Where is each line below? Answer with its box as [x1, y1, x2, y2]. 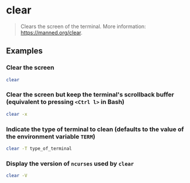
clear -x [6, 111, 28, 117]
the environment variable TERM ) [6, 132, 96, 140]
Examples [6, 46, 43, 56]
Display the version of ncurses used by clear [6, 159, 134, 167]
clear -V [6, 173, 28, 179]
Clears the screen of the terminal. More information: [20, 23, 147, 30]
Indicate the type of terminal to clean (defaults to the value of [6, 125, 184, 133]
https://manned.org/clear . [20, 29, 83, 36]
